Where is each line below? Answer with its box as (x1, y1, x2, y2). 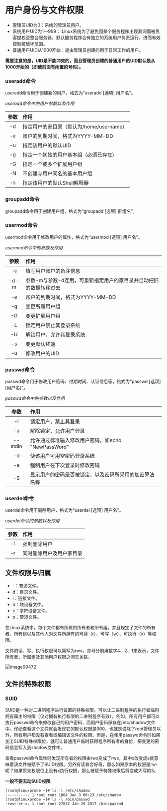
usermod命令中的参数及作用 (5, 244, 63, 250)
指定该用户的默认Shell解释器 (22, 179, 89, 186)
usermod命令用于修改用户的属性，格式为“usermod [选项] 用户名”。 (5, 234, 143, 240)
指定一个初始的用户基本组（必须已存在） (22, 151, 118, 158)
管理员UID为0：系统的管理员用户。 (12, 22, 84, 28)
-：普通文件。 (12, 583, 41, 589)
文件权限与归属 (5, 568, 51, 577)
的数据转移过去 (25, 284, 61, 291)
